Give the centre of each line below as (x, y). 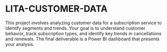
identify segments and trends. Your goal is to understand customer (76, 28)
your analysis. (20, 44)
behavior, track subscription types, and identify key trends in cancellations (83, 33)
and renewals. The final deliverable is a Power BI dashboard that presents (82, 39)
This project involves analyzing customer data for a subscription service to (83, 23)
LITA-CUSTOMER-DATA (57, 9)
